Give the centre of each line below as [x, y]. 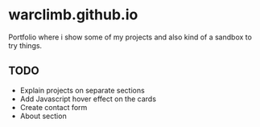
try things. [25, 45]
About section [43, 116]
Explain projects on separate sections [82, 90]
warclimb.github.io [73, 15]
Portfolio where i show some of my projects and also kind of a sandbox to [130, 37]
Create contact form [54, 107]
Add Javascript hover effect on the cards [88, 99]
